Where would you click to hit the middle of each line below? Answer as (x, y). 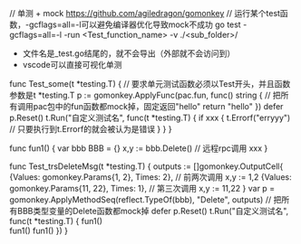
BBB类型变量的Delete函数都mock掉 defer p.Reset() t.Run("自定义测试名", (153, 211)
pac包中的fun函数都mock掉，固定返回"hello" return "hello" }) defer (158, 106)
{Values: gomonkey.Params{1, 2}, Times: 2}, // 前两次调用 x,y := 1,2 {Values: (150, 177)
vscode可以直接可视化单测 (72, 65)
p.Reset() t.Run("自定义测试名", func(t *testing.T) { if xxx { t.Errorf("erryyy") (150, 117)
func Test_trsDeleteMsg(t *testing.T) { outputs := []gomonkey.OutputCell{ (146, 166)
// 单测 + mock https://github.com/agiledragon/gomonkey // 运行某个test (145, 13)
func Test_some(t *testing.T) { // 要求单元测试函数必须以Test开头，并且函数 (150, 84)
